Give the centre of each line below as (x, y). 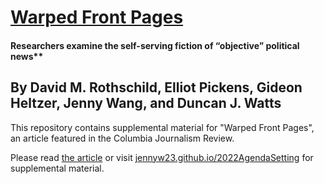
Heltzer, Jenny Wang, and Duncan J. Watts (146, 103)
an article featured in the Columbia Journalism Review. (122, 138)
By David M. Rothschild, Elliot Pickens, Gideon (156, 87)
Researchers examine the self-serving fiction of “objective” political (155, 45)
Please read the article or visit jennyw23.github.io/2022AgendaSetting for (162, 157)
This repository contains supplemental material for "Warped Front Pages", (162, 127)
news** (27, 56)
